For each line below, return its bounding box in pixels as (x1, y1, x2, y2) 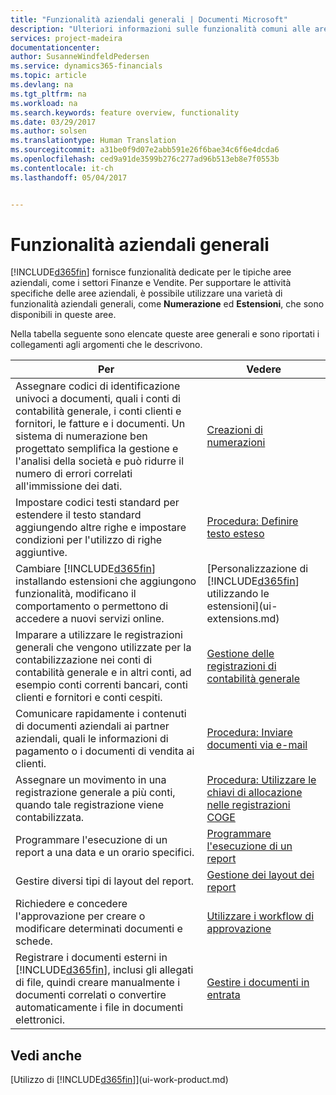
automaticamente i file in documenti (15, 1001, 183, 1015)
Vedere (246, 362, 282, 376)
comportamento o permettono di (15, 599, 169, 613)
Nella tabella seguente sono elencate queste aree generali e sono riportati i (10, 328, 320, 340)
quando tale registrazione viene (15, 798, 164, 812)
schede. (15, 934, 53, 948)
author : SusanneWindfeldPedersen (10, 52, 150, 62)
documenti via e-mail (206, 738, 308, 752)
